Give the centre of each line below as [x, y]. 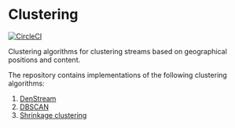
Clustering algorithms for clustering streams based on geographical [118, 51]
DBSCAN [34, 107]
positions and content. [44, 60]
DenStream [38, 98]
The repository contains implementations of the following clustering [118, 75]
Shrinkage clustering [53, 115]
